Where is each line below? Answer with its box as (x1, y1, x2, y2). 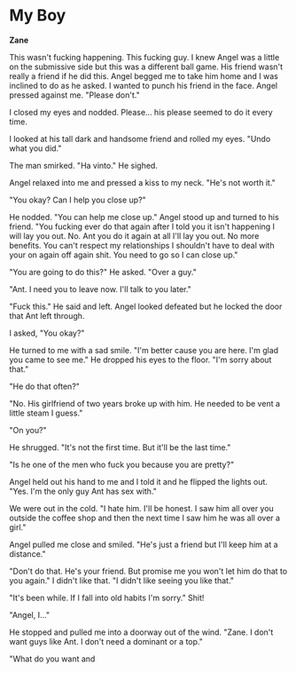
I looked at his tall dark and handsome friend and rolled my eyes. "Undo (9, 133, 271, 144)
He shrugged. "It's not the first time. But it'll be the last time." (9, 441, 231, 453)
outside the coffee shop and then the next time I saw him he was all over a (9, 512, 281, 523)
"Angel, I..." (9, 609, 51, 620)
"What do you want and (9, 653, 96, 664)
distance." (9, 548, 46, 559)
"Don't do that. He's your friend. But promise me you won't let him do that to (9, 566, 288, 576)
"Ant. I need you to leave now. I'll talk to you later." (9, 283, 192, 294)
